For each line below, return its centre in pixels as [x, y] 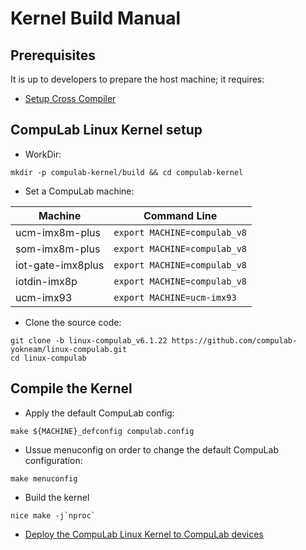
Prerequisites [53, 55]
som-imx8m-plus [58, 249]
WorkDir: [43, 154]
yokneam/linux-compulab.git [69, 349]
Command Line [180, 215]
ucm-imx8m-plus [58, 232]
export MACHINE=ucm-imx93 [175, 297]
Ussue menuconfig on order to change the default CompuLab [151, 449]
